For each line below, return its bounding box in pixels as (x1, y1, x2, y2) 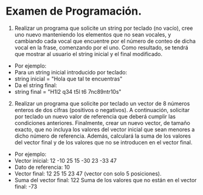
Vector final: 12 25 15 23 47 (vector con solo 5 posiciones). (14, 169, 162, 177)
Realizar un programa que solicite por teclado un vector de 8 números (14, 99, 190, 107)
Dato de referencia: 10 (14, 163, 71, 171)
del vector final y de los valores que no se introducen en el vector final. (14, 138, 193, 146)
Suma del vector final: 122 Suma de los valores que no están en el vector (14, 176, 197, 183)
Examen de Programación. (5, 4, 142, 18)
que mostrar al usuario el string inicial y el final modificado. (14, 50, 163, 57)
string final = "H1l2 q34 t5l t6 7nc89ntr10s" (14, 88, 122, 95)
